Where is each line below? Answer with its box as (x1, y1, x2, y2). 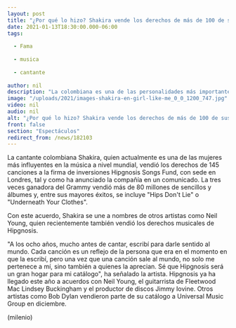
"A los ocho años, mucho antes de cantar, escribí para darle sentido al (7, 240, 211, 249)
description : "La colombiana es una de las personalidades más (7, 88, 197, 95)
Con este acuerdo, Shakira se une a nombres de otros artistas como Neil (7, 212, 218, 220)
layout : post (7, 10, 46, 18)
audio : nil (7, 108, 39, 115)
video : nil (7, 102, 39, 109)
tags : (7, 29, 23, 37)
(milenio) (7, 313, 33, 322)
